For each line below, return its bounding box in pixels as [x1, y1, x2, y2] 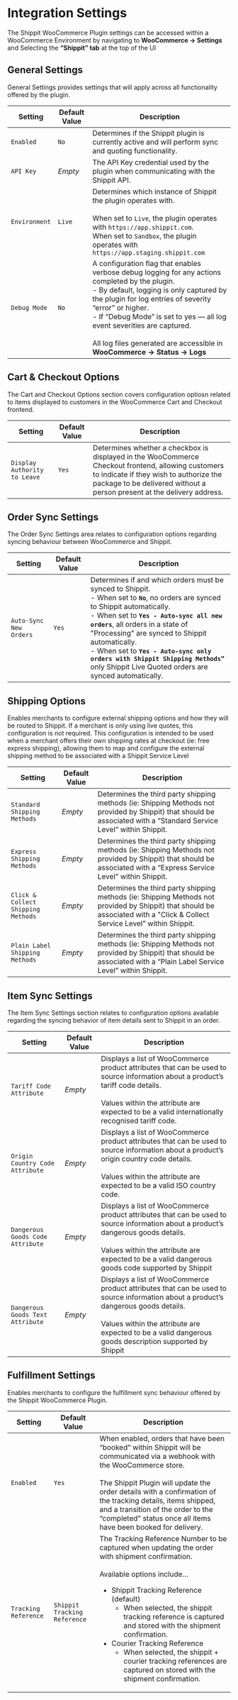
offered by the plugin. [7, 90, 71, 99]
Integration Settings [7, 5, 127, 21]
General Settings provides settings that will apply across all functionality [7, 83, 218, 91]
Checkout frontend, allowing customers [93, 460, 225, 470]
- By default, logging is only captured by [91, 285, 227, 295]
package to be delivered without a [93, 478, 207, 488]
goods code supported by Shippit [101, 1263, 212, 1272]
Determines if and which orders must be [90, 575, 225, 585]
